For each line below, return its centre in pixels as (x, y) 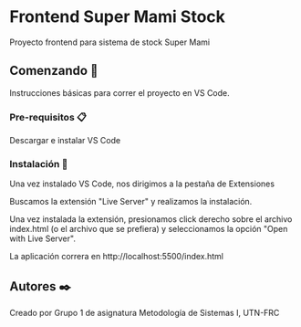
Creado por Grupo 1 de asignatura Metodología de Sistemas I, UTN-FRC (145, 313)
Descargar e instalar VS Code (65, 141)
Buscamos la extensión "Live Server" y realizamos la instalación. (131, 202)
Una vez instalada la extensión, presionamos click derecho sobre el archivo (151, 219)
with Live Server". (42, 238)
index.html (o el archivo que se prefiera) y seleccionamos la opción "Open (149, 229)
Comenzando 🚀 (54, 71)
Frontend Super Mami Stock (118, 17)
